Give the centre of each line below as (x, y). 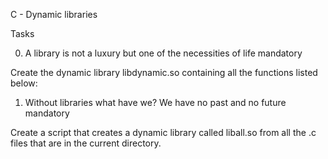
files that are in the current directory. (86, 143)
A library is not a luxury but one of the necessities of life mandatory (163, 53)
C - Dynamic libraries (54, 14)
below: (24, 83)
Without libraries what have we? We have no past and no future (155, 102)
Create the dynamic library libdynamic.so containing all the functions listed (164, 72)
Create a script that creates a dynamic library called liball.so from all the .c (163, 132)
